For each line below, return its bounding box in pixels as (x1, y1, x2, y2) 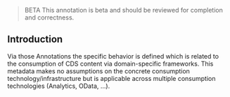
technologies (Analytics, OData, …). (7, 82, 110, 90)
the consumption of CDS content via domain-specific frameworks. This (7, 59, 214, 68)
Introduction (7, 33, 63, 45)
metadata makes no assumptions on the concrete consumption (7, 66, 190, 75)
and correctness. (24, 13, 75, 22)
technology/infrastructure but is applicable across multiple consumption (7, 74, 216, 82)
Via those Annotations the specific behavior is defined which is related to (7, 52, 219, 60)
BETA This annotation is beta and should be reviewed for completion (24, 6, 223, 14)
